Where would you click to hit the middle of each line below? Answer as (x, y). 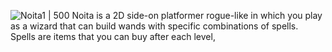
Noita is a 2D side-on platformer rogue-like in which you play (197, 15)
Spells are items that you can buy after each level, (113, 36)
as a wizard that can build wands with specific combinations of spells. (154, 26)
